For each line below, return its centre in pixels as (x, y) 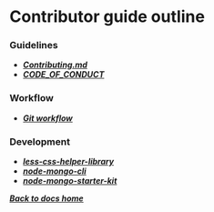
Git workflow (47, 118)
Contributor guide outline (107, 17)
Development (40, 141)
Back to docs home (46, 198)
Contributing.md (55, 65)
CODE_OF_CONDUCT (63, 75)
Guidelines (34, 45)
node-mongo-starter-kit (70, 181)
